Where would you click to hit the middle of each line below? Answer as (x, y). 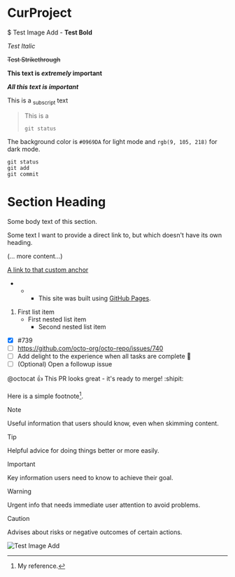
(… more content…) (35, 256)
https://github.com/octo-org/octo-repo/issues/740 (90, 348)
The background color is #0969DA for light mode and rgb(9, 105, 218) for (113, 141)
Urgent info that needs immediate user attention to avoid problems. (104, 505)
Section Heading (57, 202)
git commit (23, 174)
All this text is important (43, 86)
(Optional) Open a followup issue (65, 364)
